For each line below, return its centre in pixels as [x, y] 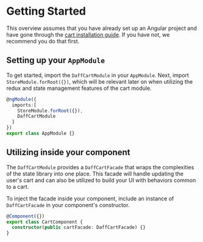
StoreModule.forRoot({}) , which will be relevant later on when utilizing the [100, 81]
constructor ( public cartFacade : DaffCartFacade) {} [79, 227]
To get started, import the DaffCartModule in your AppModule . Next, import [98, 75]
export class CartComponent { [45, 222]
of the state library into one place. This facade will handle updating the [95, 174]
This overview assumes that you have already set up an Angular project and [101, 28]
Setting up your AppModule [56, 60]
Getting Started [46, 11]
